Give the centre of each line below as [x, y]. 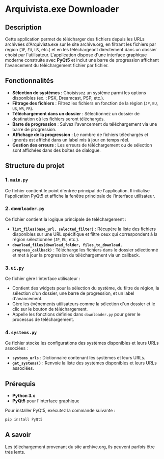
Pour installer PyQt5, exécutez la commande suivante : [60, 411]
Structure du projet [35, 166]
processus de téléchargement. [43, 319]
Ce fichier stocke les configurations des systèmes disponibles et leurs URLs [82, 343]
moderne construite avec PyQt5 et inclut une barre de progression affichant [82, 60]
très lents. [15, 452]
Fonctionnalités [29, 81]
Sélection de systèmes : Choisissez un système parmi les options [79, 93]
